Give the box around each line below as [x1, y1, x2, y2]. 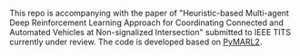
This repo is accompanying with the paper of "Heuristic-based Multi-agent [9, 8, 289, 18]
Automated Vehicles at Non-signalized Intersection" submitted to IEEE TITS [9, 27, 291, 37]
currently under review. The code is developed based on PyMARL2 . [9, 36, 263, 47]
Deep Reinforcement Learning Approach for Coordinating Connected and [9, 17, 285, 28]
